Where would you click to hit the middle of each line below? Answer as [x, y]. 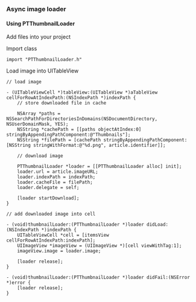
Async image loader [36, 9]
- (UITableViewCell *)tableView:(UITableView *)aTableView [82, 92]
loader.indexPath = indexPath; [56, 177]
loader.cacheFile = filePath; [55, 182]
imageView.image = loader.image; [59, 251]
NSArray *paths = [39, 114]
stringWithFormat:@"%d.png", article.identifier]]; [99, 146]
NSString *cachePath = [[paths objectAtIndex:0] [79, 130]
